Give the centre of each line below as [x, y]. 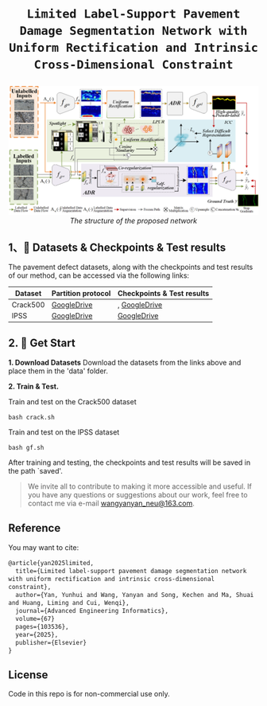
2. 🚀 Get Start [42, 343]
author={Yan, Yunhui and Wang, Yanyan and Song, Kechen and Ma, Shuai [135, 595]
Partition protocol [81, 293]
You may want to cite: [44, 547]
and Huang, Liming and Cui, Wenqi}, [69, 603]
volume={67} [35, 618]
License [28, 675]
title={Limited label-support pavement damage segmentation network [131, 571]
